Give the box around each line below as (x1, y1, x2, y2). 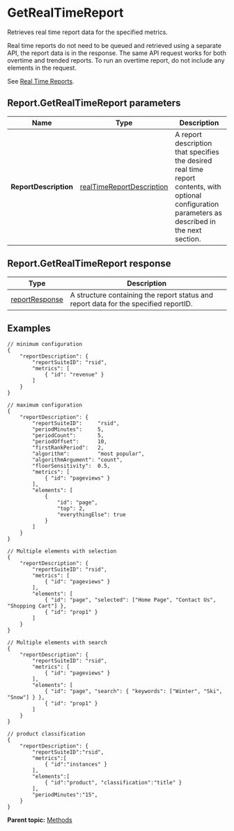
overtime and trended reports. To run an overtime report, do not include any (7, 56, 225, 64)
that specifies (175, 147, 219, 157)
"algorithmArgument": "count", (32, 457, 123, 464)
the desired (175, 155, 212, 165)
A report (175, 129, 202, 139)
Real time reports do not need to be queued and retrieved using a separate (7, 41, 221, 49)
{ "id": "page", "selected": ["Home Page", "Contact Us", (44, 596, 217, 603)
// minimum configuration (7, 341, 82, 348)
